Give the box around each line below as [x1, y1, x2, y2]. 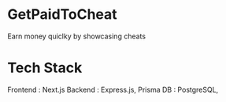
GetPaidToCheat [7, 5, 117, 24]
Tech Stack [7, 59, 83, 77]
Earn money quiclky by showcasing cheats [7, 31, 146, 41]
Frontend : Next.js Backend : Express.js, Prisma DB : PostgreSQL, [7, 85, 219, 94]
